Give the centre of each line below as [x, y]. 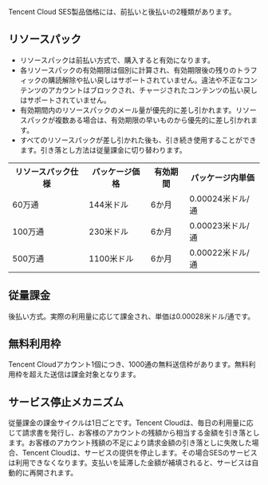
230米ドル [109, 232]
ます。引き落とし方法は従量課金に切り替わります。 [103, 149]
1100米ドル [111, 258]
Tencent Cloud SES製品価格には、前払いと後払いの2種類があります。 [122, 12]
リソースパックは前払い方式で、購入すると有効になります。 [117, 60]
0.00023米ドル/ [219, 225]
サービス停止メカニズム [66, 402]
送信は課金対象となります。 [95, 375]
